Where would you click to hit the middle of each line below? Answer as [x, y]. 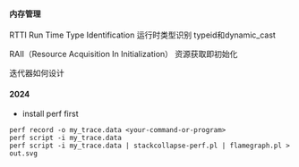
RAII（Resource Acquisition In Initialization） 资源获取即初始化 [124, 54]
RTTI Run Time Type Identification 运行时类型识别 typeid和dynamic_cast [142, 35]
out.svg [24, 154]
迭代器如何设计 [37, 73]
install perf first [50, 114]
